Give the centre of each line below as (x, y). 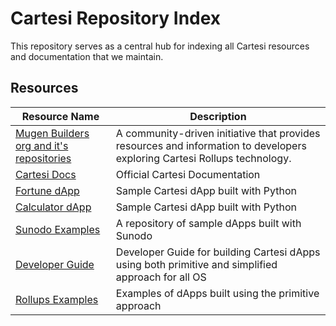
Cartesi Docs (46, 174)
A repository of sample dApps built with (208, 223)
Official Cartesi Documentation (188, 174)
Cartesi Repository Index (116, 18)
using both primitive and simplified (196, 264)
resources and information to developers (211, 145)
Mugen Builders (52, 133)
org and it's (42, 145)
